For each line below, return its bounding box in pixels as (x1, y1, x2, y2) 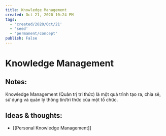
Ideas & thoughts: (5, 111, 62, 120)
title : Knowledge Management (5, 7, 67, 13)
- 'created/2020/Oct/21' (10, 21, 62, 27)
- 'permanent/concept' (10, 31, 58, 36)
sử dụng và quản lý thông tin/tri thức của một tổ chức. (5, 96, 118, 103)
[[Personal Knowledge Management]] (12, 125, 91, 131)
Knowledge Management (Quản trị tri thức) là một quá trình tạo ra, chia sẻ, (5, 91, 161, 97)
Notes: (5, 78, 27, 86)
